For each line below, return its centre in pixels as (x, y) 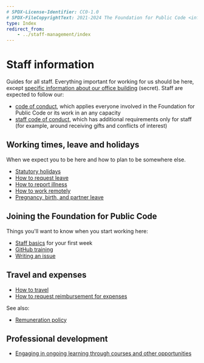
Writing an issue (35, 256)
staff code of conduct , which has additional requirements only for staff (104, 119)
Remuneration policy (41, 320)
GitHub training (34, 249)
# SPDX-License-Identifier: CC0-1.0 (53, 12)
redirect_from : (25, 29)
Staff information (50, 65)
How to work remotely (43, 191)
